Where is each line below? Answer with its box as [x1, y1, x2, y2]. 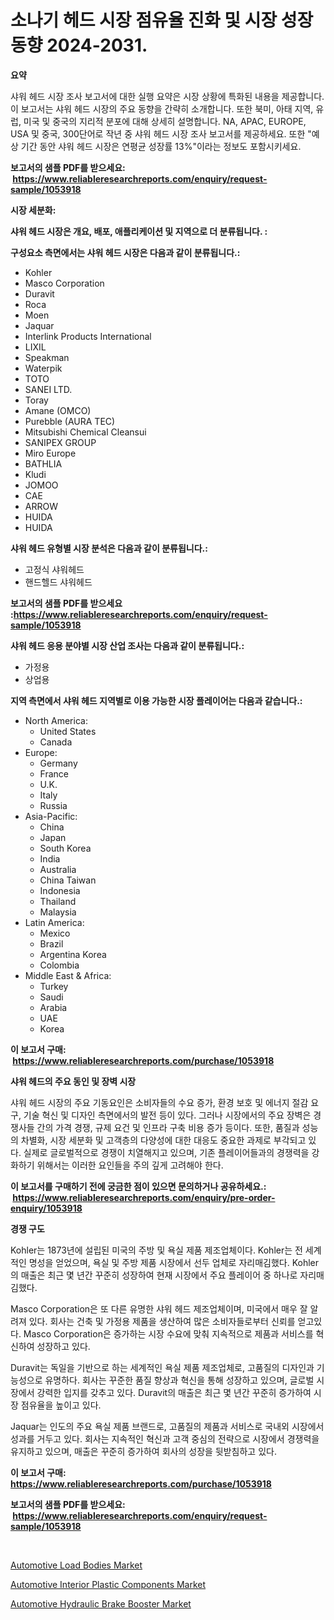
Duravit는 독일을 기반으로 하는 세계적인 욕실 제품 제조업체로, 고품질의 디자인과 [10, 1361, 315, 1373]
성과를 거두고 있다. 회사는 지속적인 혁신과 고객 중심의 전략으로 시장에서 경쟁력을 [10, 1432, 320, 1445]
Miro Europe [24, 447, 77, 459]
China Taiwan [39, 874, 97, 886]
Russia [39, 799, 68, 811]
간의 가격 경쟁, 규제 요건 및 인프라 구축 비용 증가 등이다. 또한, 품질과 [36, 1121, 300, 1133]
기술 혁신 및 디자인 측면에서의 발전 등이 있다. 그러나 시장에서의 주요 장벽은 [23, 1109, 312, 1121]
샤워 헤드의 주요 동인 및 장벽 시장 [10, 1075, 137, 1087]
